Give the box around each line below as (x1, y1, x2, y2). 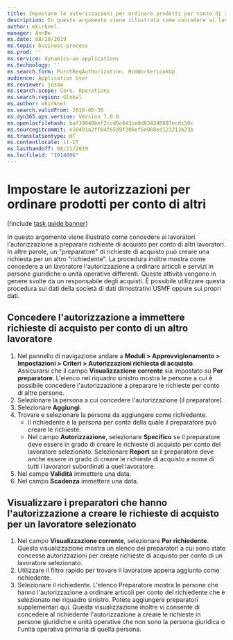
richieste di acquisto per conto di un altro (7, 323, 189, 335)
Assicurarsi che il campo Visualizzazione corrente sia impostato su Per (17, 366, 223, 375)
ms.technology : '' (7, 62, 60, 69)
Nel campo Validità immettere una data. (17, 469, 132, 478)
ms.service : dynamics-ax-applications (7, 55, 119, 62)
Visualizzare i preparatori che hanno (7, 497, 168, 509)
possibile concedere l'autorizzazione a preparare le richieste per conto (17, 381, 220, 389)
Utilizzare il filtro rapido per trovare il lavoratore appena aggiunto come (17, 566, 220, 575)
